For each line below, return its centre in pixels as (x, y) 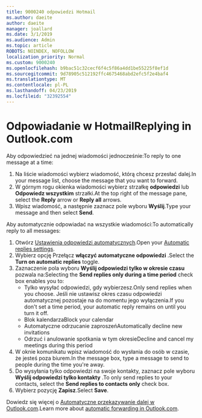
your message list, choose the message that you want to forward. (96, 180)
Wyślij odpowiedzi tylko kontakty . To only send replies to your (94, 377)
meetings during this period (58, 345)
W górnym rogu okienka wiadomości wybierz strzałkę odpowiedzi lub (102, 187)
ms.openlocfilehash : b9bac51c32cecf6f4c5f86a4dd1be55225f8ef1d (87, 68)
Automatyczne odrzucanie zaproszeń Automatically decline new (103, 326)
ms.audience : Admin (31, 40)
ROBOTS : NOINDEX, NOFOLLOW (40, 51)
